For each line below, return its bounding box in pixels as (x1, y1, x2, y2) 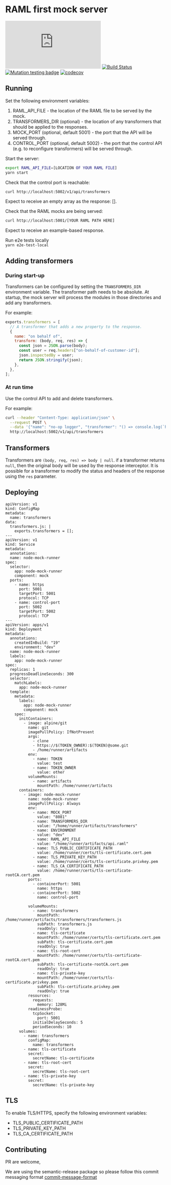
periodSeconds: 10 (32, 1024, 72, 1029)
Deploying (5, 488, 39, 497)
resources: (27, 993, 51, 998)
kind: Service (5, 542, 36, 547)
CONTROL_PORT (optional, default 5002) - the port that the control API (12, 140, 162, 146)
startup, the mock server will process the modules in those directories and (5, 294, 161, 300)
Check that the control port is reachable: (5, 179, 90, 185)
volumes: (18, 1029, 38, 1034)
